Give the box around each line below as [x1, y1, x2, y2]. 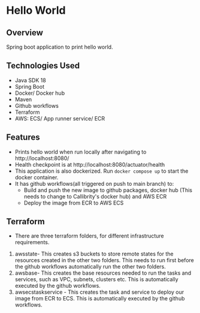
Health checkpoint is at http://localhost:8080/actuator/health [14, 161, 165, 168]
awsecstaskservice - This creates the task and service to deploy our [14, 288, 184, 296]
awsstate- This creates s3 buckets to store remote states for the [14, 250, 174, 258]
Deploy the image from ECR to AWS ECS [23, 199, 124, 206]
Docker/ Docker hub [14, 89, 65, 97]
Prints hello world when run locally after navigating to [14, 148, 147, 155]
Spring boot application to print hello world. [6, 43, 113, 50]
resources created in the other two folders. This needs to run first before [14, 257, 195, 264]
